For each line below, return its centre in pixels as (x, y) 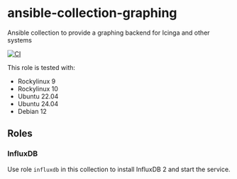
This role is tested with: (42, 67)
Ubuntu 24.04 (38, 103)
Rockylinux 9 (37, 81)
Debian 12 (32, 111)
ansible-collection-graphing (92, 13)
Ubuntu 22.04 (38, 96)
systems (20, 40)
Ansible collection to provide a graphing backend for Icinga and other (109, 33)
